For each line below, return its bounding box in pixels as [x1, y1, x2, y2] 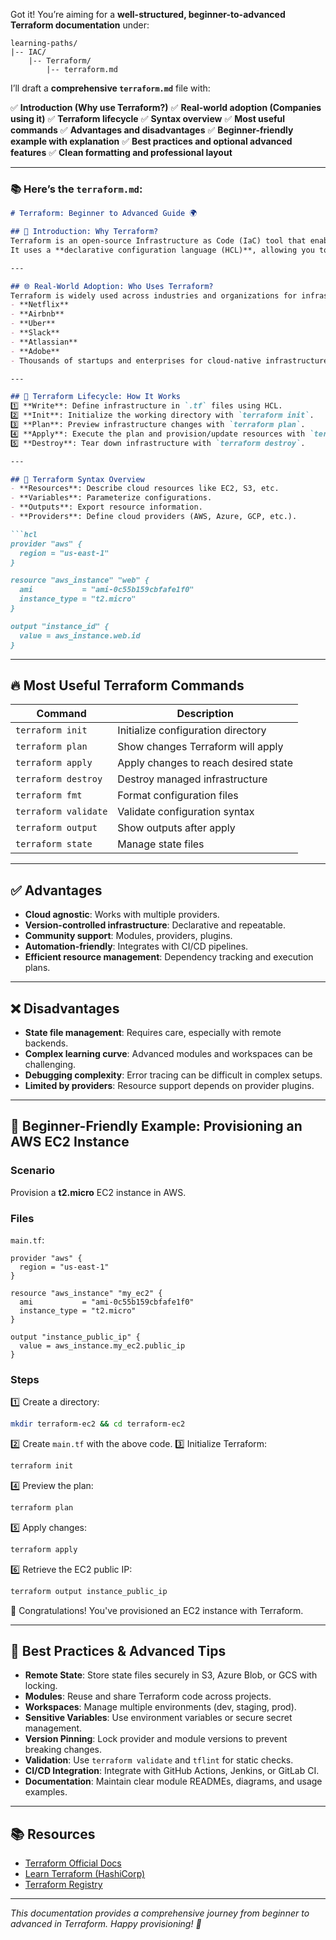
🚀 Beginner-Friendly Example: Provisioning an [10, 1118, 303, 1135]
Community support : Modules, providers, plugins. [24, 930, 233, 942]
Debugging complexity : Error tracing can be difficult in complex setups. [24, 1069, 323, 1081]
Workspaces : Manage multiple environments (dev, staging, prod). [24, 1701, 297, 1713]
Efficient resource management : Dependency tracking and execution [24, 951, 314, 963]
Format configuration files [117, 789, 239, 803]
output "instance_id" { [10, 621, 110, 631]
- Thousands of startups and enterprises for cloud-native [10, 355, 262, 366]
